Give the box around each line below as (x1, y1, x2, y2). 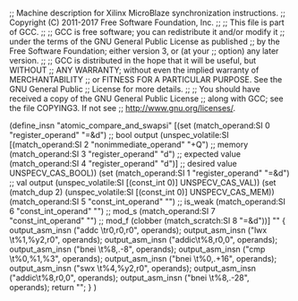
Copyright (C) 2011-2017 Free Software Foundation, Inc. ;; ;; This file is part (9, 17, 285, 28)
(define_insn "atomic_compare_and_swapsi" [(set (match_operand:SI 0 (9, 120, 270, 131)
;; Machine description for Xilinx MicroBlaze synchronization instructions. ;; (9, 8, 286, 18)
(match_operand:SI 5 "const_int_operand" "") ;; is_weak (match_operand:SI (9, 196, 286, 207)
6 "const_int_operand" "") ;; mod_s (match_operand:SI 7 (9, 206, 217, 216)
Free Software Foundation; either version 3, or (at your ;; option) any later (9, 46, 279, 56)
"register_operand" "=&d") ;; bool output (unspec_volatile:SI (9, 130, 230, 140)
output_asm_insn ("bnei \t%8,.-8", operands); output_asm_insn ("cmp (9, 244, 266, 254)
